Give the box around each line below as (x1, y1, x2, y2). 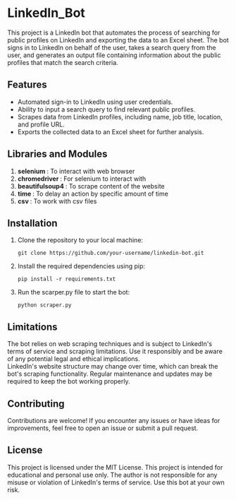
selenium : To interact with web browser (17, 167, 135, 175)
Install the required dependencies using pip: (17, 262, 146, 270)
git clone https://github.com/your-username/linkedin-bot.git (17, 249, 204, 257)
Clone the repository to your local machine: (17, 236, 143, 244)
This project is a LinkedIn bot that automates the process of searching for (7, 28, 221, 37)
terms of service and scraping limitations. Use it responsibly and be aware (7, 347, 223, 356)
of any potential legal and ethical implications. (7, 355, 141, 363)
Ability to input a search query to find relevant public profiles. (17, 105, 196, 114)
